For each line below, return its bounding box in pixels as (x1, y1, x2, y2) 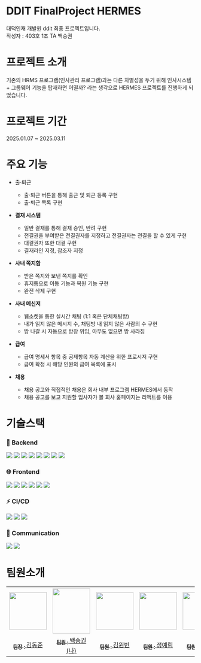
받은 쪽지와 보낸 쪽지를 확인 (23, 272, 88, 279)
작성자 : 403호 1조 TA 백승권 (6, 32, 73, 40)
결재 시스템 (14, 211, 41, 219)
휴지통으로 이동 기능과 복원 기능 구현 (23, 280, 109, 287)
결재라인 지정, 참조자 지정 (23, 247, 84, 254)
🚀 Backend (6, 438, 38, 447)
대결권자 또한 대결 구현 (23, 239, 77, 246)
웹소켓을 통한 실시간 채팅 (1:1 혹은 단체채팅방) (23, 313, 130, 320)
